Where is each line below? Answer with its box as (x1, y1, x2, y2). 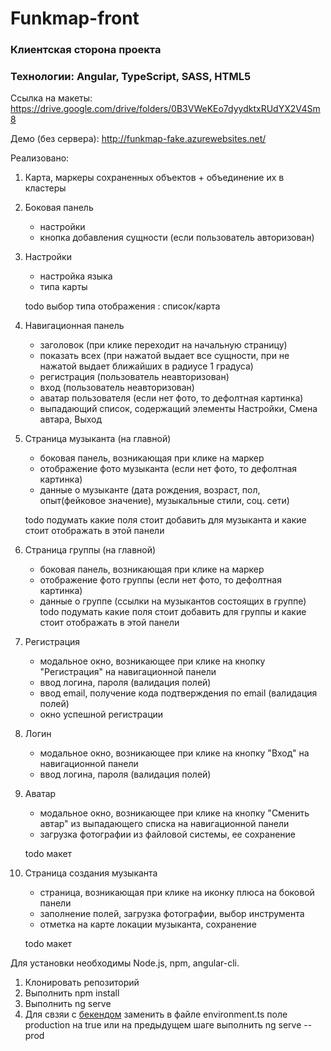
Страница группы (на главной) (24, 544, 157, 556)
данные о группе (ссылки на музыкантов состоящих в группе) (39, 595, 307, 607)
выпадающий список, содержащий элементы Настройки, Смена (39, 403, 318, 415)
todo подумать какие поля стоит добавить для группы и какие (39, 606, 307, 618)
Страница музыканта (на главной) (24, 433, 172, 445)
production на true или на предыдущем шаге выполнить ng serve (24, 1019, 302, 1031)
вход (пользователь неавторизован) (39, 382, 195, 394)
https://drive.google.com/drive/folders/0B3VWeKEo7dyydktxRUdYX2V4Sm (10, 103, 321, 115)
